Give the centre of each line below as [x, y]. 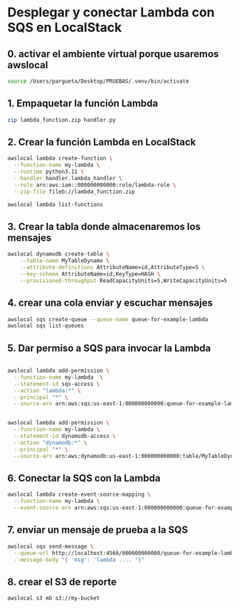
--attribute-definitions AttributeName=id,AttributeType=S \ [112, 268]
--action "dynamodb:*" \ [51, 442]
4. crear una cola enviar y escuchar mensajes [110, 303]
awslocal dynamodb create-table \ [59, 254]
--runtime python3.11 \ [49, 172]
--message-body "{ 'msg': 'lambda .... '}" [79, 560]
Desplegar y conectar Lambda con [111, 12]
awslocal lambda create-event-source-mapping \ [79, 495]
